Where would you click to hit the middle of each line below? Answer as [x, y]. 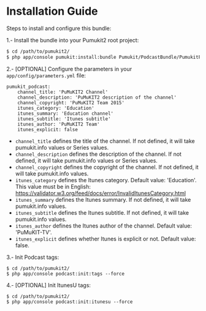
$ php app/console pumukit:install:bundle [61, 57]
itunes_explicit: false [48, 129]
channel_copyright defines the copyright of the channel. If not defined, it [107, 167]
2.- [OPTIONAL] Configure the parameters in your [69, 69]
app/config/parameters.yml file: [46, 75]
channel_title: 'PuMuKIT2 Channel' [63, 92]
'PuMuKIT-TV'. [33, 232]
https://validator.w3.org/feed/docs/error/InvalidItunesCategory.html [100, 193]
